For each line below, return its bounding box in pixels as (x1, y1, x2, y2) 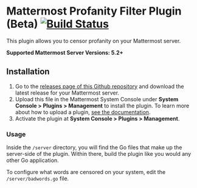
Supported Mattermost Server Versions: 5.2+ (6, 49, 123, 56)
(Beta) (6, 17, 38, 31)
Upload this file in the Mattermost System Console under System (15, 95, 179, 102)
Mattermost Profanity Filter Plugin (6, 4, 182, 18)
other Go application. (6, 156, 59, 164)
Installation (6, 67, 50, 77)
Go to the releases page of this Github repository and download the (15, 82, 184, 90)
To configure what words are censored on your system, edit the (6, 169, 166, 176)
